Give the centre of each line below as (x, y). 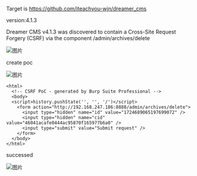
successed (20, 155)
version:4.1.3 (21, 20)
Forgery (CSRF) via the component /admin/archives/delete (78, 38)
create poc (19, 63)
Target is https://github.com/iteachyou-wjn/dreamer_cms (76, 9)
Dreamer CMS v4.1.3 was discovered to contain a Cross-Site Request (91, 32)
